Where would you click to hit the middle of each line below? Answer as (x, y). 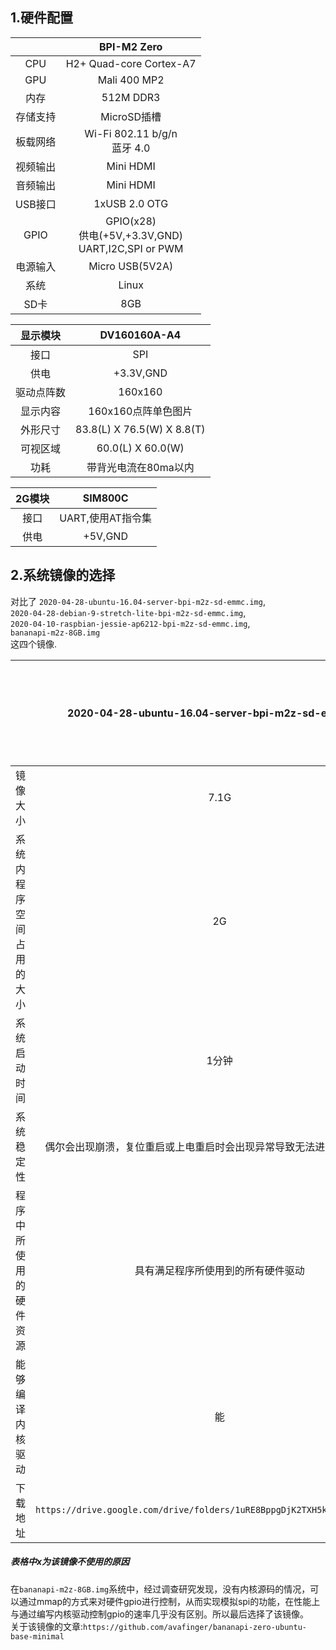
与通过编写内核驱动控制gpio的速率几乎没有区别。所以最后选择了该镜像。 (159, 1614)
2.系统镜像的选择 (63, 575)
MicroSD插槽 (131, 116)
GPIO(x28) (131, 221)
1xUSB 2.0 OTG (131, 203)
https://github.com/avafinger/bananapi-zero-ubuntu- (195, 1627)
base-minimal (37, 1636)
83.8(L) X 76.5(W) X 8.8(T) (140, 429)
